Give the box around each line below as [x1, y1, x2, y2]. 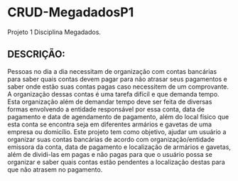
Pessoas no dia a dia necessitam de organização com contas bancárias [7, 67, 217, 75]
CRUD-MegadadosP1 [7, 4, 134, 21]
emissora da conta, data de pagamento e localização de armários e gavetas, [7, 143, 231, 151]
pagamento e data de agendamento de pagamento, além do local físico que [7, 112, 229, 121]
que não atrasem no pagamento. [7, 165, 103, 174]
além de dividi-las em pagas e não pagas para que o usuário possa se [7, 150, 213, 158]
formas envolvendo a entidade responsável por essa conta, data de [7, 104, 205, 114]
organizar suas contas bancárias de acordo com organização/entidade [7, 135, 215, 143]
